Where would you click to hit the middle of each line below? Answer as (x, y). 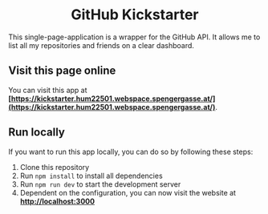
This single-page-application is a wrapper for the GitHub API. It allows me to (134, 37)
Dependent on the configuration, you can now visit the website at (128, 192)
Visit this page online (62, 71)
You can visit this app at (48, 90)
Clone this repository (55, 167)
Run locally (37, 133)
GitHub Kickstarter (135, 15)
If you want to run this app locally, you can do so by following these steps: (131, 151)
